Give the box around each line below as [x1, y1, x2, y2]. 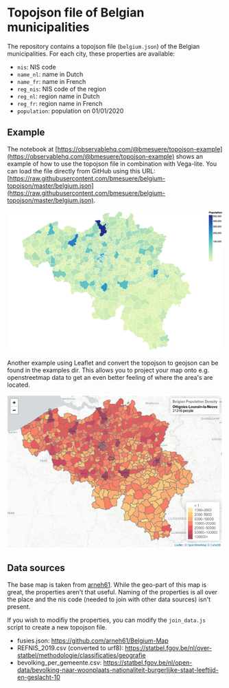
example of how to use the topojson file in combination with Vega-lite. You [7, 160, 217, 168]
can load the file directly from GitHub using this [7, 166, 141, 175]
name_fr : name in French [16, 77, 86, 85]
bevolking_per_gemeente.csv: [16, 658, 102, 667]
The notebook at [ [7, 144, 58, 153]
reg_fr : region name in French [16, 99, 103, 107]
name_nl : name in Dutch [16, 70, 84, 78]
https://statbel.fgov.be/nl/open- [103, 658, 193, 667]
